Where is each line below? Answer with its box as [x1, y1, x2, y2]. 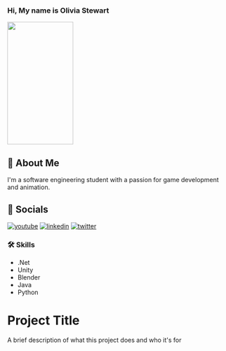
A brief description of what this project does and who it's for [7, 336, 182, 345]
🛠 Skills [7, 240, 35, 249]
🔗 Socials [7, 203, 49, 215]
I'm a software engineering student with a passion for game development [7, 176, 219, 184]
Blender [17, 273, 41, 282]
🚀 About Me [7, 157, 60, 169]
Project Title [7, 312, 80, 329]
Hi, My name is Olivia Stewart [7, 6, 109, 15]
